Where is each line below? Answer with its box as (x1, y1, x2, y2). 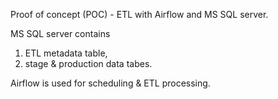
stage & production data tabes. (24, 58, 153, 69)
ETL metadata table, (24, 47, 108, 59)
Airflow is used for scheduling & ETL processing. (10, 77, 211, 89)
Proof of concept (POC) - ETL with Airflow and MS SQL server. (10, 9, 269, 20)
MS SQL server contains (10, 28, 111, 39)
